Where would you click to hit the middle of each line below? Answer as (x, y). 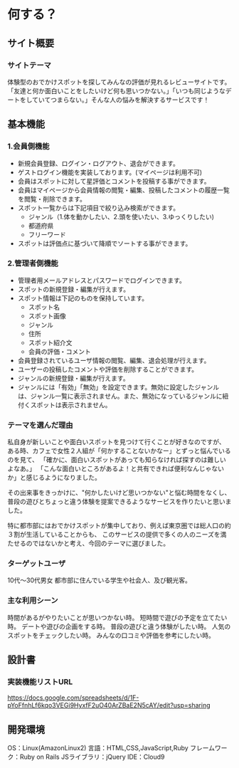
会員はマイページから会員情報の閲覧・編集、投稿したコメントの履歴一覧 (123, 190)
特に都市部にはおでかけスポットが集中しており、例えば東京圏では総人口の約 (119, 526)
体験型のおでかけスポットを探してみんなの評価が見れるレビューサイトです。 (119, 82)
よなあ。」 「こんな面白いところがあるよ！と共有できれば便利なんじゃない (116, 469)
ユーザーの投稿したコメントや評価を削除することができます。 (108, 369)
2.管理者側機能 (33, 263)
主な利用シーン (33, 601)
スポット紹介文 (50, 342)
